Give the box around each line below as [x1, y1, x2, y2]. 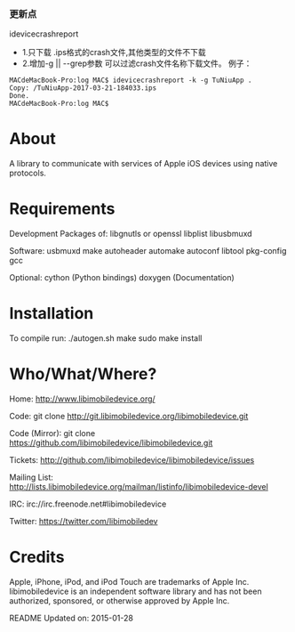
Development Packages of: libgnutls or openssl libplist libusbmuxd [9, 229, 252, 239]
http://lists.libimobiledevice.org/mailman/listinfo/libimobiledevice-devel [9, 482, 268, 492]
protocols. [9, 167, 47, 179]
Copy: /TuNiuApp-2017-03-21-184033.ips [9, 84, 157, 93]
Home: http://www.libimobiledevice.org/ [9, 393, 155, 404]
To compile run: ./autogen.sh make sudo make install [9, 333, 203, 344]
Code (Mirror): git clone [9, 428, 96, 439]
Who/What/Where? [9, 364, 157, 385]
